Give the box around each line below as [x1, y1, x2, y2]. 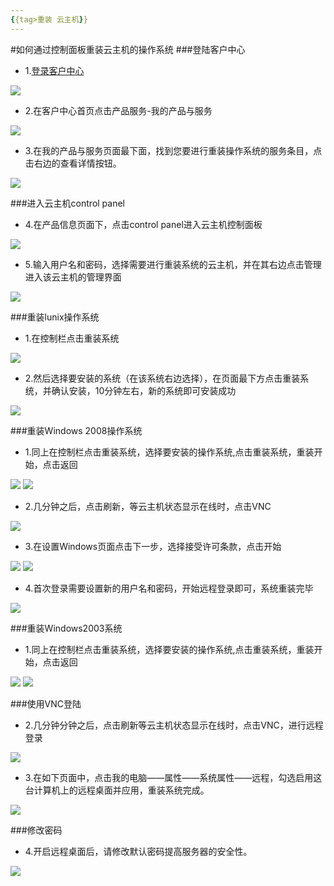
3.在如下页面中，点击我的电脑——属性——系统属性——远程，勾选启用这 [24, 771, 323, 783]
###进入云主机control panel [10, 197, 125, 209]
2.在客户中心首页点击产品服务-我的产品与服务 [24, 104, 213, 116]
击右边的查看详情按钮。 [24, 157, 122, 169]
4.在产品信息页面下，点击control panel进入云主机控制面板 [24, 218, 263, 230]
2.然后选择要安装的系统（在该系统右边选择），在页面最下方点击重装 [24, 372, 301, 384]
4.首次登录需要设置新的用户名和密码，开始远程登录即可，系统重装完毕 [24, 582, 314, 594]
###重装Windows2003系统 [10, 622, 123, 634]
